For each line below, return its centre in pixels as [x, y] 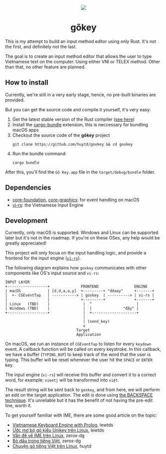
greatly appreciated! [26, 243]
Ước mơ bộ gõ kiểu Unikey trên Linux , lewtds [58, 430]
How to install [27, 83]
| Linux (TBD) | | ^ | [72, 304]
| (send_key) [96, 322]
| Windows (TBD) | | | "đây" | [72, 309]
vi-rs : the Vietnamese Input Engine [48, 205]
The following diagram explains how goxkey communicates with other [76, 268]
